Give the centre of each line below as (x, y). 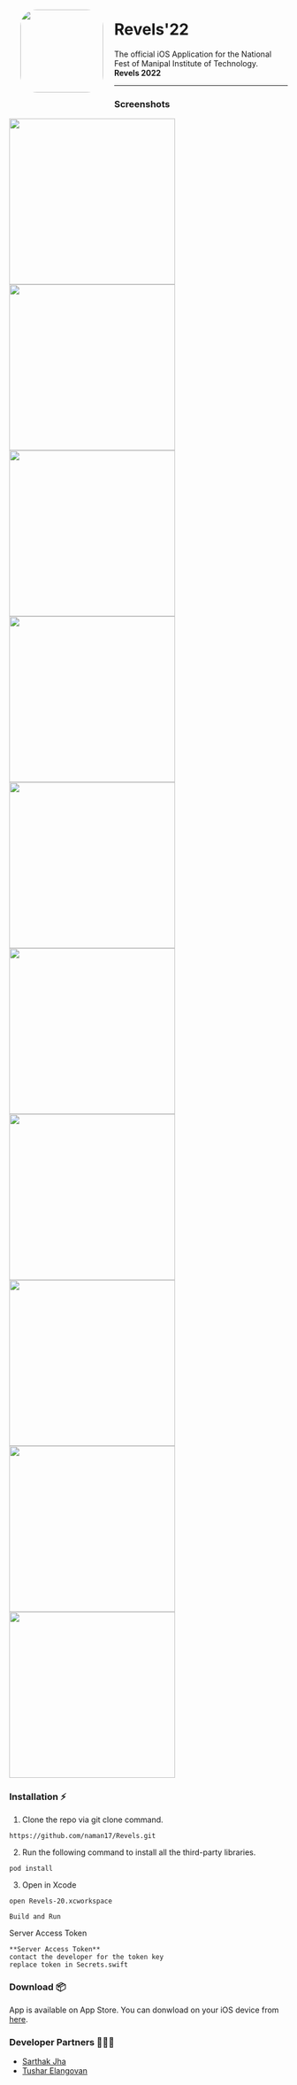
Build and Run (35, 1916)
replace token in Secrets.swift (69, 1965)
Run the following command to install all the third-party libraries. (139, 1852)
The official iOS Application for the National (193, 54)
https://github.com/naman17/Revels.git (83, 1835)
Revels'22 (152, 30)
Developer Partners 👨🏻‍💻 (62, 2042)
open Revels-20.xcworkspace (61, 1901)
